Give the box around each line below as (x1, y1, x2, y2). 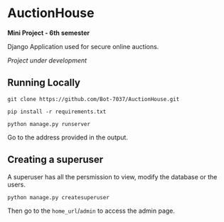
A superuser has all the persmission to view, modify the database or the (7, 172, 218, 181)
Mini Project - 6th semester (7, 28, 90, 37)
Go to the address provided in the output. (7, 133, 128, 142)
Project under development (7, 55, 87, 65)
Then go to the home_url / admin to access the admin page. (7, 206, 176, 215)
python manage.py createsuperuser (7, 194, 110, 201)
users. (7, 180, 26, 189)
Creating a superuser (7, 154, 104, 166)
